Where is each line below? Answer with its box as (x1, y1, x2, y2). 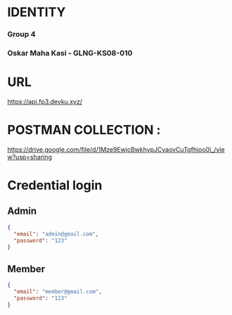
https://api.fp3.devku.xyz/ (7, 97, 83, 105)
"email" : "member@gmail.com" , (13, 288, 102, 295)
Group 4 (7, 30, 37, 39)
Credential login (7, 177, 103, 193)
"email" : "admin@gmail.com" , (13, 230, 99, 238)
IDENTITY (7, 4, 66, 20)
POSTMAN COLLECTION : (7, 122, 161, 138)
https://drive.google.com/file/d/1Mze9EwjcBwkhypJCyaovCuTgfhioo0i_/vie (7, 145, 225, 153)
